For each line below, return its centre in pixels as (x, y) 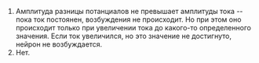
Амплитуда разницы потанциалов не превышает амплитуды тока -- (129, 11)
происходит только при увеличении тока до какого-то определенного (133, 28)
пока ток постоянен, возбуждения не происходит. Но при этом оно (128, 19)
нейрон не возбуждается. (59, 44)
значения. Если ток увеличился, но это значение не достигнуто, (123, 36)
